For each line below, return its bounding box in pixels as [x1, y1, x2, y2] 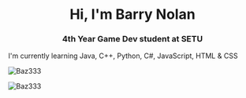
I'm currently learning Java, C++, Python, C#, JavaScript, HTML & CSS [8, 51, 238, 60]
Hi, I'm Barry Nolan [69, 5, 196, 24]
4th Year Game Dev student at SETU [61, 34, 203, 45]
